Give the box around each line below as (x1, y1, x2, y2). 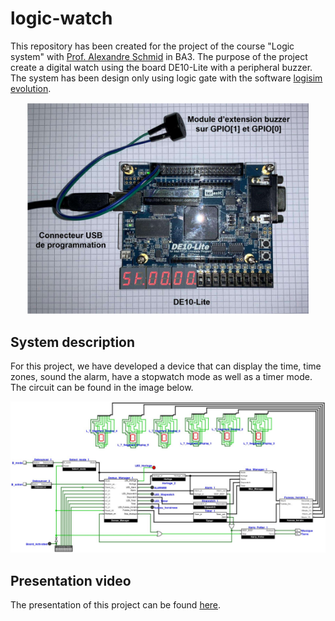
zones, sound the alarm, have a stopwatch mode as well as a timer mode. (10, 371, 313, 383)
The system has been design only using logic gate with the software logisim (10, 72, 323, 84)
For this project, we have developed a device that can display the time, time (10, 360, 322, 372)
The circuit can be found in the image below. (10, 382, 194, 394)
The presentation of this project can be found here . (10, 599, 222, 611)
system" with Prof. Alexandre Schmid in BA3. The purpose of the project (10, 50, 308, 62)
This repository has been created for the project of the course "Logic (10, 40, 295, 52)
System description (10, 333, 136, 351)
